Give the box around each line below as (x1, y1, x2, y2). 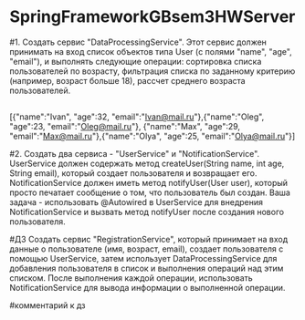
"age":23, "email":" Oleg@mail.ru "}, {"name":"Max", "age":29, (9, 121, 240, 132)
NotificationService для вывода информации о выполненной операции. (9, 283, 286, 294)
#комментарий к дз (9, 300, 86, 311)
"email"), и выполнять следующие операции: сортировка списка (9, 56, 262, 67)
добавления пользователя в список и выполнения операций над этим (9, 263, 284, 274)
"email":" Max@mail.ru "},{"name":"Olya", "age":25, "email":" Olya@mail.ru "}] (9, 130, 296, 142)
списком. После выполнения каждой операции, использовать (9, 273, 253, 284)
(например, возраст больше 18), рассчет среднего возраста (9, 75, 246, 86)
